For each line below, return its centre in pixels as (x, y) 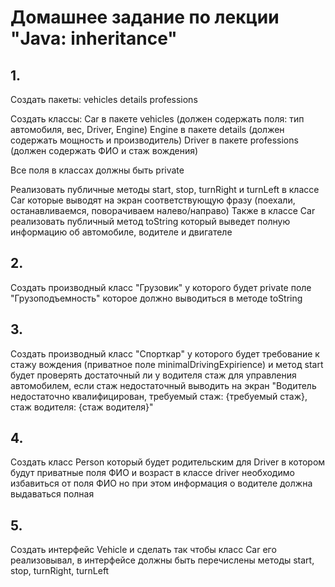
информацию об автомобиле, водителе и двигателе (121, 232)
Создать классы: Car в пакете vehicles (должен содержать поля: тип (157, 119)
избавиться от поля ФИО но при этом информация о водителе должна (161, 483)
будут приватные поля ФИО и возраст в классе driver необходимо (152, 473)
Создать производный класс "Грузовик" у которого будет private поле (161, 287)
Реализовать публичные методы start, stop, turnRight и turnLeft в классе (165, 189)
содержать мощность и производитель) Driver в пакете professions (154, 140)
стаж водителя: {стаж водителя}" (82, 407)
